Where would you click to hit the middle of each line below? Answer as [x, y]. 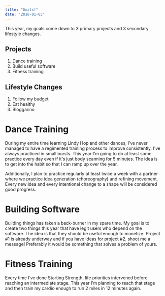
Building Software [42, 209]
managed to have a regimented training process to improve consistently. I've [83, 148]
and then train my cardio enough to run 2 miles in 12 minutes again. [73, 288]
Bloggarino [23, 110]
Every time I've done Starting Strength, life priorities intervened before [76, 278]
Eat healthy [24, 104]
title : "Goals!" [22, 10]
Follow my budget [30, 99]
